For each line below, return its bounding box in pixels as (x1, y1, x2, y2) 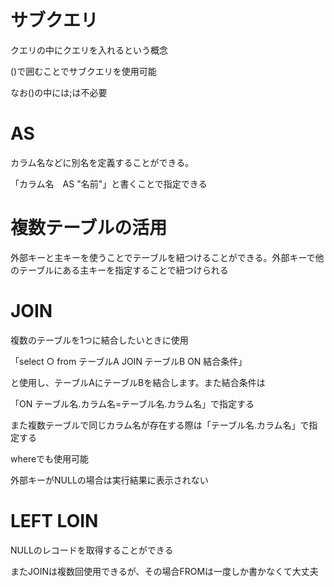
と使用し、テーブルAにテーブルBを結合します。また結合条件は (10, 376, 266, 388)
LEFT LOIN (10, 509, 99, 532)
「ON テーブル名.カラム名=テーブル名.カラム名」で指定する (10, 397, 255, 410)
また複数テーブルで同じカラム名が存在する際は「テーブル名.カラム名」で (10, 419, 310, 431)
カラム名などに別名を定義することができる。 (10, 156, 195, 168)
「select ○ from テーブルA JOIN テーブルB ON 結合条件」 (10, 355, 248, 367)
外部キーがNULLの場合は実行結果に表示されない (10, 474, 209, 486)
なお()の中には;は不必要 (10, 86, 108, 98)
